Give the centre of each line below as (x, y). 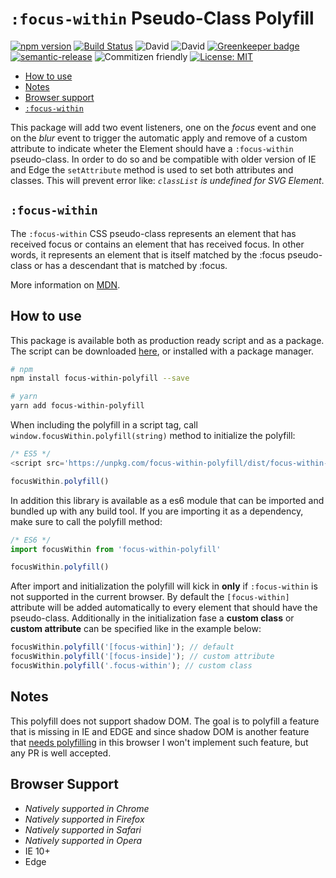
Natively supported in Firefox (84, 819)
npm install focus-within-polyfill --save (100, 378)
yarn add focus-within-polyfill (77, 406)
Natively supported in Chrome (87, 808)
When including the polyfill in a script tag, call (104, 425)
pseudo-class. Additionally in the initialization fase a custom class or (152, 618)
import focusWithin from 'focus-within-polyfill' (116, 549)
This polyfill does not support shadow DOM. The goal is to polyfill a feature (165, 721)
